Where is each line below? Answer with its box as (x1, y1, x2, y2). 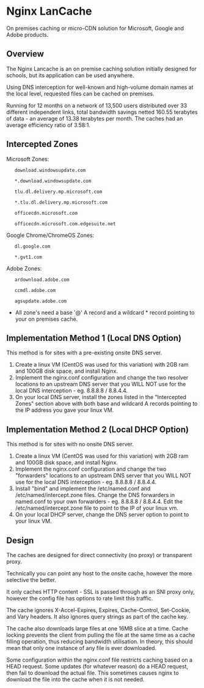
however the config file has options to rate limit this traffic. (6, 595, 153, 602)
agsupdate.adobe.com (14, 298, 67, 304)
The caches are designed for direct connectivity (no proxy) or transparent (6, 552, 192, 558)
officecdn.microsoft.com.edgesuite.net (14, 220, 116, 227)
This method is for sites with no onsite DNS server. (6, 441, 134, 448)
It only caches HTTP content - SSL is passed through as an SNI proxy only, (6, 588, 195, 595)
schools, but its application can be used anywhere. (6, 72, 134, 79)
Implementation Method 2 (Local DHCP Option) (6, 424, 189, 435)
